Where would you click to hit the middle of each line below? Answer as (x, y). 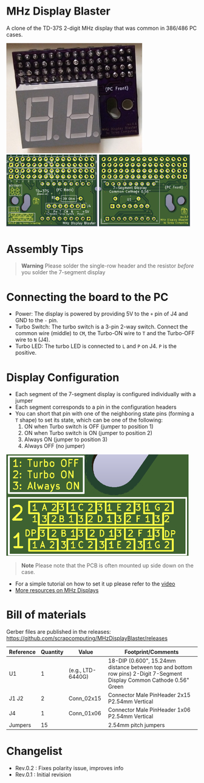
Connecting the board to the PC (87, 297)
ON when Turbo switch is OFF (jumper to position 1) (89, 427)
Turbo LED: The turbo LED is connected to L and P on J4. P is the (96, 346)
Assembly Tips (45, 249)
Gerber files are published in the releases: (59, 632)
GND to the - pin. (36, 321)
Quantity (52, 652)
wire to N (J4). (32, 340)
